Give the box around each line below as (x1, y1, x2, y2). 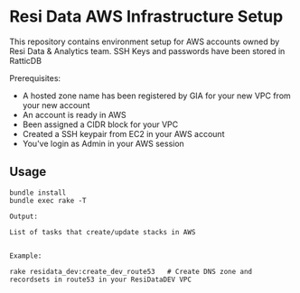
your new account (22, 99, 90, 110)
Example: (9, 251, 42, 261)
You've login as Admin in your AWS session (22, 138, 185, 149)
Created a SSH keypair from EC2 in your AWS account (22, 128, 225, 139)
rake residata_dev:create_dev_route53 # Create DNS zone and (9, 267, 253, 276)
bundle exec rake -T (9, 196, 88, 205)
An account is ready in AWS (22, 109, 127, 120)
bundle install (9, 188, 67, 197)
